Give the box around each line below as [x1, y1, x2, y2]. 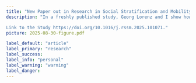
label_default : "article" [6, 40, 69, 47]
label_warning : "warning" [6, 62, 69, 68]
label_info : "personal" [6, 57, 64, 63]
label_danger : [6, 68, 41, 74]
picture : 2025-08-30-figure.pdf [6, 30, 85, 36]
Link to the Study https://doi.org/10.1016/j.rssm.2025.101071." [6, 25, 168, 30]
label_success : [6, 51, 43, 57]
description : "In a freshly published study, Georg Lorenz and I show [6, 14, 181, 20]
